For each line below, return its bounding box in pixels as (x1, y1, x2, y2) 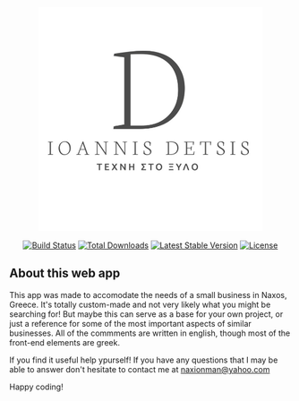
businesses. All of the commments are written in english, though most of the (9, 328, 291, 338)
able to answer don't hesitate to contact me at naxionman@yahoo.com (9, 363, 270, 374)
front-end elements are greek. (9, 337, 121, 347)
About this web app (9, 266, 121, 281)
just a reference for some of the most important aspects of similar (9, 318, 252, 328)
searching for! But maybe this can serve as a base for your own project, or (9, 308, 284, 320)
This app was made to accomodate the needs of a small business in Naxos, (9, 289, 288, 300)
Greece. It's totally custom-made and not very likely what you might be (9, 299, 271, 310)
